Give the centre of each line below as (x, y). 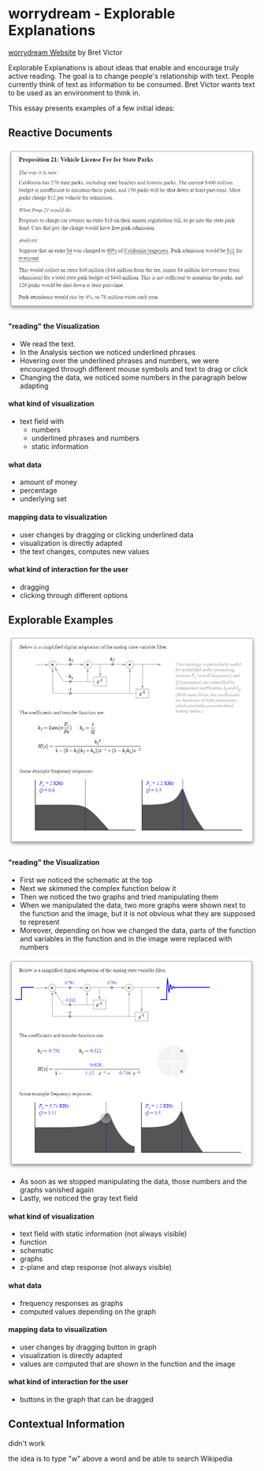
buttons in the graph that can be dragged (86, 1399)
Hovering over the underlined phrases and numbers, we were (119, 361)
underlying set (43, 499)
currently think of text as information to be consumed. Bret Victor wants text (132, 84)
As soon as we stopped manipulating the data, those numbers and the (133, 1181)
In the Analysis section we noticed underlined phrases (108, 352)
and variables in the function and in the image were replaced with (126, 938)
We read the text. (48, 343)
